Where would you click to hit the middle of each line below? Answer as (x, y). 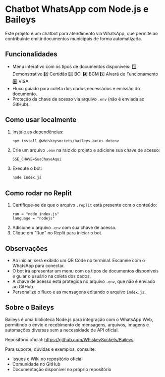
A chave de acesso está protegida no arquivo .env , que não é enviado (83, 281)
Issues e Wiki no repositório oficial (47, 359)
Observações (27, 248)
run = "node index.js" (36, 214)
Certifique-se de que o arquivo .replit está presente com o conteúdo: (84, 205)
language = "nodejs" (33, 218)
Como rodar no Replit (38, 193)
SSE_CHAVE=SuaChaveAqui (37, 160)
